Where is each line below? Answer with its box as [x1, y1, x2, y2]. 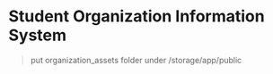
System [8, 25, 67, 45]
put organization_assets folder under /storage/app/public [30, 54, 242, 65]
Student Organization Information [8, 6, 266, 27]
